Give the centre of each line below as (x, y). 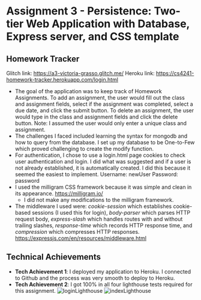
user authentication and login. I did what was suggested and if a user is (103, 161)
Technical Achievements (53, 257)
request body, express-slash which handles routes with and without (99, 219)
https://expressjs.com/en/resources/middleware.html (81, 238)
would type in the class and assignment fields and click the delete (96, 117)
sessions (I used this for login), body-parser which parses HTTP (111, 213)
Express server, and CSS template (93, 37)
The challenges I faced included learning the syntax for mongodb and (101, 136)
